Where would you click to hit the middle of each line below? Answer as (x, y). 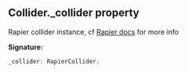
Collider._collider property (74, 13)
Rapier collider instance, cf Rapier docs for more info (93, 31)
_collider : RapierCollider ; (54, 61)
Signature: (26, 47)
